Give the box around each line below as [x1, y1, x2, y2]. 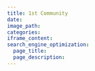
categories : [7, 28, 41, 36]
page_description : [13, 54, 66, 61]
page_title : [13, 48, 47, 55]
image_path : [7, 22, 41, 29]
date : [7, 16, 22, 23]
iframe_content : [7, 35, 53, 42]
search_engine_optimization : [7, 41, 90, 48]
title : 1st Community [7, 9, 69, 17]
